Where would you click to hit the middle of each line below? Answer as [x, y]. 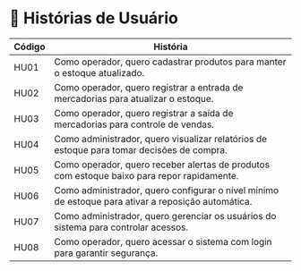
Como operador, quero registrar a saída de [144, 113]
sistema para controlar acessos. [121, 227]
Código [30, 47]
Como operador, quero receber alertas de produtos [162, 165]
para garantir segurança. [106, 252]
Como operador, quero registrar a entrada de [149, 87]
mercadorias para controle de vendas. [134, 124]
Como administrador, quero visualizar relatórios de [160, 139]
